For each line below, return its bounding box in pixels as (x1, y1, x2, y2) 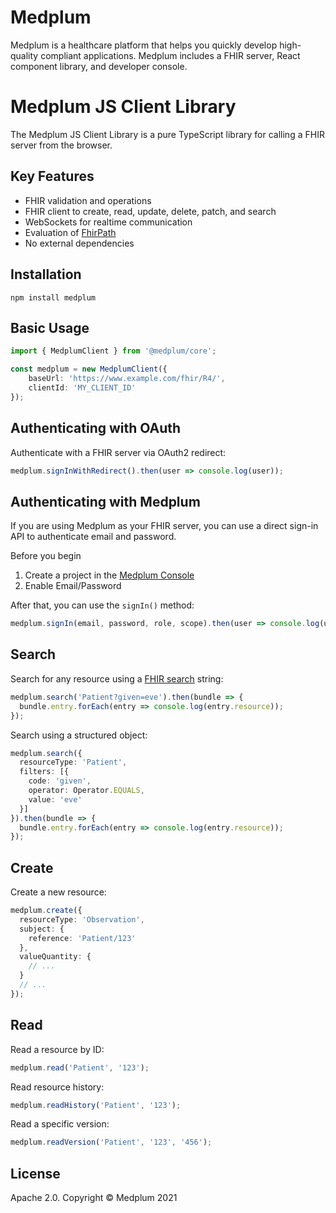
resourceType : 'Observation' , (19, 914, 145, 925)
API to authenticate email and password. (10, 531, 177, 543)
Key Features (10, 168, 95, 185)
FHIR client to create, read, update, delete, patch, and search (24, 205, 277, 217)
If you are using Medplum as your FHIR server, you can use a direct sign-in (10, 520, 319, 532)
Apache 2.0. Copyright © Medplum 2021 (10, 1192, 178, 1204)
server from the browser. (10, 139, 113, 151)
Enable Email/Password (24, 580, 122, 592)
